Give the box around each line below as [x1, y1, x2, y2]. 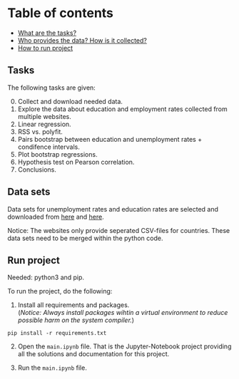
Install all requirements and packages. [17, 301, 130, 309]
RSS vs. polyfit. [17, 127, 63, 136]
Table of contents [7, 5, 114, 21]
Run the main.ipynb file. [17, 363, 87, 372]
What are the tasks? [17, 28, 77, 37]
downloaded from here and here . [7, 212, 105, 221]
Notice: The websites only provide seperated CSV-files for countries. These [7, 226, 230, 234]
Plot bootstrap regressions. [17, 150, 98, 158]
